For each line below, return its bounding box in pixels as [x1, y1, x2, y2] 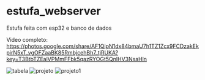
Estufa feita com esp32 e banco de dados [6, 24, 112, 32]
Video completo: [6, 36, 48, 43]
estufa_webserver [6, 4, 101, 18]
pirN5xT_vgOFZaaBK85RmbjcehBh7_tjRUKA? [6, 48, 118, 56]
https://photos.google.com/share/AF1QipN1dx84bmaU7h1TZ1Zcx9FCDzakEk [6, 42, 199, 50]
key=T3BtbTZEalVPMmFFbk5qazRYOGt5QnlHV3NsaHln [6, 55, 147, 62]
